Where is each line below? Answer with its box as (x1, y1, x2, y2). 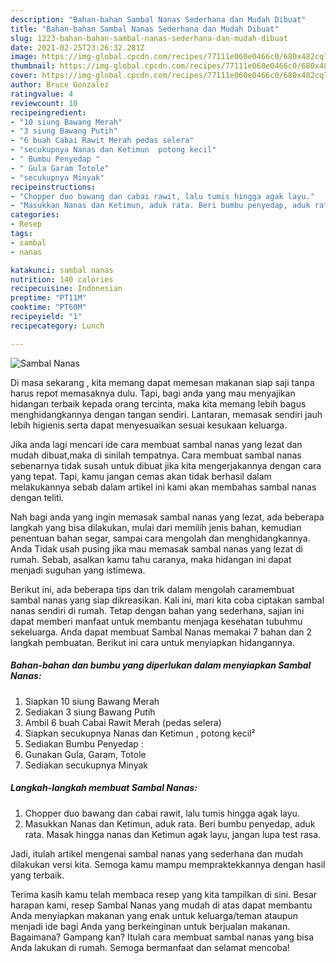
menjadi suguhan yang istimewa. (10, 564, 146, 576)
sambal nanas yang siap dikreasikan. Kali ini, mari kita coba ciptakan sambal (10, 594, 325, 606)
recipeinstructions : (10, 182, 97, 192)
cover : (10, 71, 38, 81)
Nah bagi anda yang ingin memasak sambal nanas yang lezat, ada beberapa (10, 511, 325, 523)
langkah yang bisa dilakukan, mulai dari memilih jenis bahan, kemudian (10, 521, 302, 533)
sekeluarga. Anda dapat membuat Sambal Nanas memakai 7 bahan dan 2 (10, 626, 313, 638)
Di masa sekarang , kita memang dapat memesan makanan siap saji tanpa (10, 376, 315, 388)
